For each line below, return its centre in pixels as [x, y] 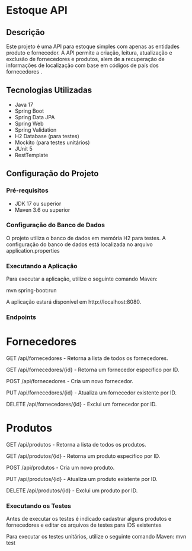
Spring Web [29, 123]
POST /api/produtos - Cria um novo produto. [60, 467]
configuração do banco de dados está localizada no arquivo [79, 244]
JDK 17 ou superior [38, 203]
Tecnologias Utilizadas [49, 90]
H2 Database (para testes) [47, 136]
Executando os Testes [39, 506]
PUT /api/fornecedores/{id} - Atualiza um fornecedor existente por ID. [91, 393]
